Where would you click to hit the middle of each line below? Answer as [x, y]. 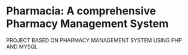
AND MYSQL [22, 47]
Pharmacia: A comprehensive [81, 11]
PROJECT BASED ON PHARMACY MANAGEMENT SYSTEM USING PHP [94, 40]
